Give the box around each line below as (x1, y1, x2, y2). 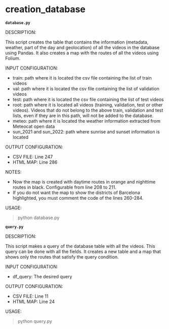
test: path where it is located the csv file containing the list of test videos (12, 96, 164, 102)
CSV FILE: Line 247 (12, 154, 53, 160)
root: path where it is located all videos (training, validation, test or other (12, 101, 163, 107)
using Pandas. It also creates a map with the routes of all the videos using (5, 50, 159, 56)
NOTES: (5, 169, 22, 175)
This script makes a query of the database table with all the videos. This (5, 243, 155, 249)
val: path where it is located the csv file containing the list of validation (12, 85, 159, 92)
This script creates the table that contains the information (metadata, (5, 39, 149, 45)
